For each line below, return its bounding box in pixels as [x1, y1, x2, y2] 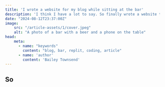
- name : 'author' [18, 52, 54, 58]
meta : [14, 39, 26, 44]
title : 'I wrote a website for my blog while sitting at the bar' [5, 7, 144, 12]
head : [5, 35, 16, 40]
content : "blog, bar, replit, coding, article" [23, 48, 122, 53]
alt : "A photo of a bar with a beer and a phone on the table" [14, 30, 146, 35]
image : [5, 21, 19, 26]
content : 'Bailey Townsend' [23, 57, 80, 62]
